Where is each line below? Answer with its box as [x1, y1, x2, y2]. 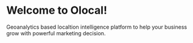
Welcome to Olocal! [6, 4, 108, 17]
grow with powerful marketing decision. [6, 29, 106, 36]
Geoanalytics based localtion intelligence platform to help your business [6, 23, 188, 30]
